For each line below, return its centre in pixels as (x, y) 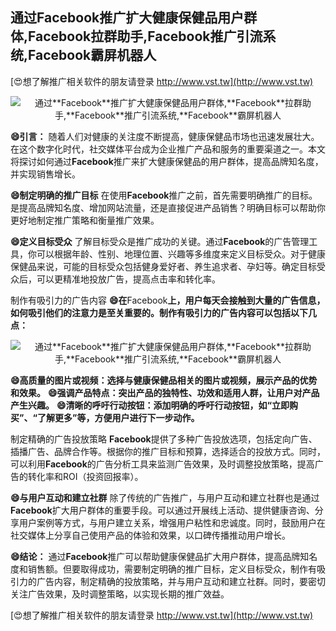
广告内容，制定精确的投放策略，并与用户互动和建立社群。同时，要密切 (181, 581)
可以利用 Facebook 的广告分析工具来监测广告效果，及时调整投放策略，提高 (162, 464)
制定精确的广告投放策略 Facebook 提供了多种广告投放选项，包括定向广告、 (164, 439)
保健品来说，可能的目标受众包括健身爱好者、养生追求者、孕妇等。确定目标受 (168, 266)
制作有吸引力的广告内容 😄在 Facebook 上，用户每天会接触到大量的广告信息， (168, 300)
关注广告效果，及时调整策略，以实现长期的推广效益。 (120, 594)
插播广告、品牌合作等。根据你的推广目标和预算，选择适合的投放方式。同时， (168, 451)
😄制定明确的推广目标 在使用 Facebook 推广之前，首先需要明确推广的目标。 (164, 195)
